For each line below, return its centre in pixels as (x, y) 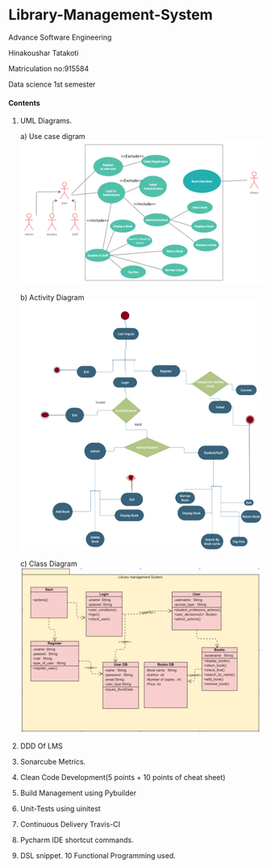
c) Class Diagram (49, 564)
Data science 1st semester (52, 84)
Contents (24, 103)
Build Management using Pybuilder (78, 793)
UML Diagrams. (46, 121)
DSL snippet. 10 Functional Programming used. (98, 855)
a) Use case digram (53, 137)
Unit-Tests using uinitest (60, 808)
